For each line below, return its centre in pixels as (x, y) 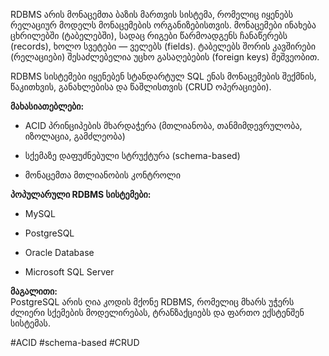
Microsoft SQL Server (69, 272)
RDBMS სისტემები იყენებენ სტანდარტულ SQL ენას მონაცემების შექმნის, (163, 76)
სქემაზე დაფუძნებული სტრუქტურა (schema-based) (132, 155)
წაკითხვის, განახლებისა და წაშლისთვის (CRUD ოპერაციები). (141, 87)
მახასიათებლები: (47, 106)
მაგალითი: (34, 291)
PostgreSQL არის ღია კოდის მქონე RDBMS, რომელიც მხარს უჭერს (152, 302)
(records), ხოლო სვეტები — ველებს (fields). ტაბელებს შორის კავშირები (163, 46)
